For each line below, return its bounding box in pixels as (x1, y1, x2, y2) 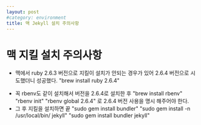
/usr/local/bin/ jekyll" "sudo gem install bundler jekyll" (15, 112, 150, 119)
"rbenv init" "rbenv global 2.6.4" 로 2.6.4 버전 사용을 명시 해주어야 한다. (15, 98, 189, 105)
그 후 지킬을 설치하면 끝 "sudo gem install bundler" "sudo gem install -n (15, 105, 191, 112)
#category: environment (6, 15, 67, 21)
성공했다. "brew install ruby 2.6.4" (36, 77, 120, 84)
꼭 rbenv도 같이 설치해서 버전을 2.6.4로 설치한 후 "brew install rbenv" (15, 90, 183, 97)
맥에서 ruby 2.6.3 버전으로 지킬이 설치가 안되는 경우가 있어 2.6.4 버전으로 (15, 69, 189, 76)
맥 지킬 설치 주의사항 (6, 48, 102, 62)
